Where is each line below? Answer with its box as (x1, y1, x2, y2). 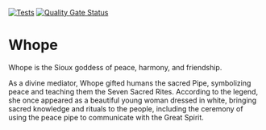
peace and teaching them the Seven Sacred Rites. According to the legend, (8, 86, 259, 96)
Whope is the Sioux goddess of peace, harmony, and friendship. (8, 62, 222, 72)
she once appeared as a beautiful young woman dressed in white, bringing (8, 95, 257, 105)
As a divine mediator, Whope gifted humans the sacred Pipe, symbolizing (8, 78, 251, 88)
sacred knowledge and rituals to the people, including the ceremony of (8, 103, 243, 113)
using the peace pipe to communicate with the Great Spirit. (8, 112, 204, 122)
